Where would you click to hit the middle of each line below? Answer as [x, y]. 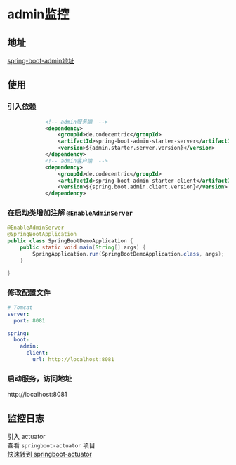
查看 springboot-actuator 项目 [51, 445]
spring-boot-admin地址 [41, 61]
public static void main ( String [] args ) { [83, 248]
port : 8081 [29, 320]
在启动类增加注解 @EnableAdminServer [70, 213]
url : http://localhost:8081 [73, 360]
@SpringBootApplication [42, 235]
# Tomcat [20, 307]
